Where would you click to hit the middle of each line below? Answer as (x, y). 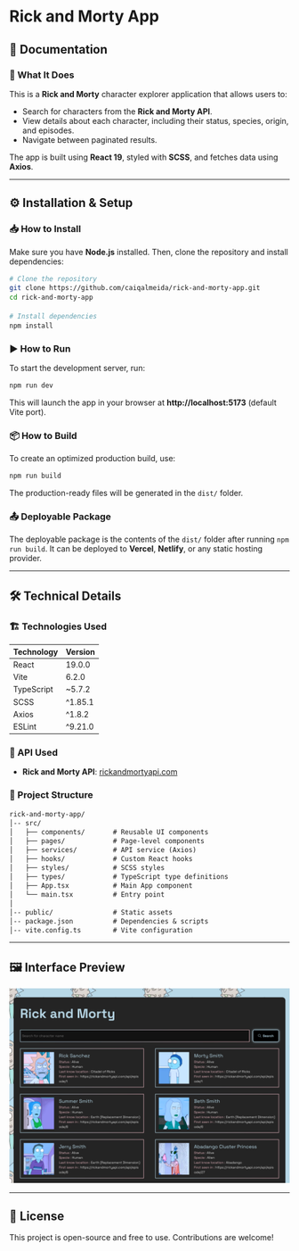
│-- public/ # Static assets (91, 913)
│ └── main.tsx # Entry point (87, 895)
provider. (26, 559)
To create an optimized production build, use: (93, 459)
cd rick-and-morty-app (51, 298)
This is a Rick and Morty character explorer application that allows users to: (148, 94)
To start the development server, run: (77, 369)
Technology (36, 651)
